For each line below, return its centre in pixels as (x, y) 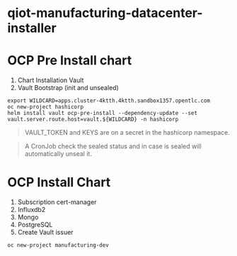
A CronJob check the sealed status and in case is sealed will (113, 146)
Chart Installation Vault (51, 80)
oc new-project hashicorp (45, 107)
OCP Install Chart (59, 183)
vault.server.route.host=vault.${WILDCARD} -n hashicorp (93, 119)
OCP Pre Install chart (70, 61)
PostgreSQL (35, 225)
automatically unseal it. (58, 154)
